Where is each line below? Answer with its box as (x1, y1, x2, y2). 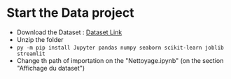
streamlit (16, 50, 46, 57)
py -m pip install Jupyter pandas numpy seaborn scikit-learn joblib (16, 44, 225, 51)
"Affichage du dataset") (16, 64, 85, 72)
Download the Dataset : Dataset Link (16, 28, 122, 36)
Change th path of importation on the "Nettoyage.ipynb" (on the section (16, 56, 224, 64)
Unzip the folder (16, 35, 64, 43)
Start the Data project (6, 5, 134, 21)
